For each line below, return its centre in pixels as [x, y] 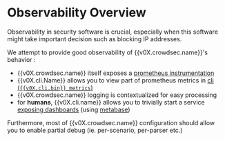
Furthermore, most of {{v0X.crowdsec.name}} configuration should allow [111, 122]
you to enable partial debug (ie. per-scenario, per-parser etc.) [95, 130]
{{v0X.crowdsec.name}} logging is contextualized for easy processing [117, 95]
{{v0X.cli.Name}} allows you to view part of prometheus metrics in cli [115, 80]
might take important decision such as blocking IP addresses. [95, 39]
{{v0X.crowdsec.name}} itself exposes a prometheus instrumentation [116, 73]
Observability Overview [77, 13]
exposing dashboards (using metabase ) [74, 109]
